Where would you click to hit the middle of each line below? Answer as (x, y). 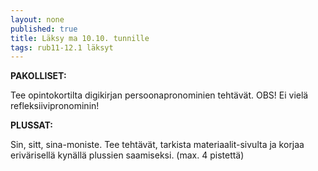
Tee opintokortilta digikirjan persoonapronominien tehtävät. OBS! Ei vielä (159, 95)
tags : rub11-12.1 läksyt (62, 47)
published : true (44, 29)
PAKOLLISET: (38, 76)
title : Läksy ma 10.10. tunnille (80, 38)
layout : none (37, 19)
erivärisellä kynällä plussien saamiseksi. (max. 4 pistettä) (127, 155)
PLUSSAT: (32, 125)
